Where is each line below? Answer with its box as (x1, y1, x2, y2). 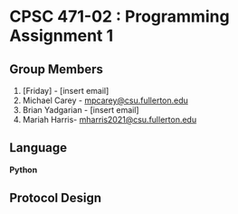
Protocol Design (9, 191, 102, 206)
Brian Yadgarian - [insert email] (22, 105, 139, 115)
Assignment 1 (9, 25, 114, 46)
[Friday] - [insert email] (22, 86, 109, 96)
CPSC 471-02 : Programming (9, 6, 230, 27)
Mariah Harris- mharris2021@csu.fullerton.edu (22, 115, 197, 125)
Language (9, 140, 68, 155)
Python (9, 164, 38, 175)
